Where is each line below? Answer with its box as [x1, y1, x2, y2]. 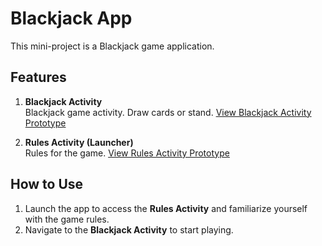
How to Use [10, 176, 84, 193]
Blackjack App [10, 7, 133, 30]
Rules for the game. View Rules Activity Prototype [24, 147, 230, 159]
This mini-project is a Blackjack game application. [10, 40, 215, 52]
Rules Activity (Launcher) [24, 136, 134, 148]
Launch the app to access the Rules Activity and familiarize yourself [24, 202, 308, 214]
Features [10, 69, 67, 86]
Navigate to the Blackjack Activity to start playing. [24, 223, 234, 236]
